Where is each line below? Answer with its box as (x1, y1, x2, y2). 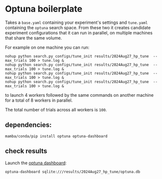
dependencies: (5, 121, 52, 129)
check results (5, 147, 48, 155)
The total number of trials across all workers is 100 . (5, 107, 107, 112)
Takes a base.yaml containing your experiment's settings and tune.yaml (5, 19, 148, 25)
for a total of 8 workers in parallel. (5, 97, 73, 103)
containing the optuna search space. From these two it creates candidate (5, 24, 151, 30)
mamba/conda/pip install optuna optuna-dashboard (5, 134, 108, 139)
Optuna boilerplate (5, 3, 83, 15)
